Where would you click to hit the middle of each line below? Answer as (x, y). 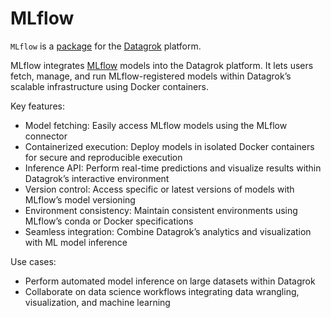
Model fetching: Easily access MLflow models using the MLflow (156, 125)
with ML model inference (76, 242)
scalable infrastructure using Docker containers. (109, 86)
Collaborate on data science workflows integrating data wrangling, (162, 291)
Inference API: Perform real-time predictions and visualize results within (173, 168)
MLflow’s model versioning (80, 199)
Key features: (37, 106)
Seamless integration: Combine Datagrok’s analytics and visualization (168, 231)
